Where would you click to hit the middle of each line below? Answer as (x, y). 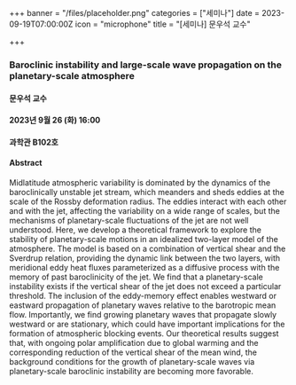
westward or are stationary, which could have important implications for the (147, 324)
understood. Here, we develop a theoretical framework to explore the (135, 230)
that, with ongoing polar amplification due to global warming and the (134, 342)
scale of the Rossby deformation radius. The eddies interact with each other (148, 201)
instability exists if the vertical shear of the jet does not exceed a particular (145, 286)
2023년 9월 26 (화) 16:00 (55, 120)
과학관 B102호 (34, 142)
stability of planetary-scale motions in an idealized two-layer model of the (144, 239)
